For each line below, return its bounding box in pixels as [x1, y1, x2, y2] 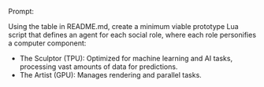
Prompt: [8, 7, 34, 16]
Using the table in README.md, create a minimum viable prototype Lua [8, 22, 239, 31]
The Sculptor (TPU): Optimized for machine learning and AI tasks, [19, 54, 233, 63]
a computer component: [8, 38, 87, 48]
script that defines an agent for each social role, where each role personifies [8, 31, 257, 39]
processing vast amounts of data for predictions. [19, 62, 178, 71]
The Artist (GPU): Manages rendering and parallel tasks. [19, 71, 203, 79]
